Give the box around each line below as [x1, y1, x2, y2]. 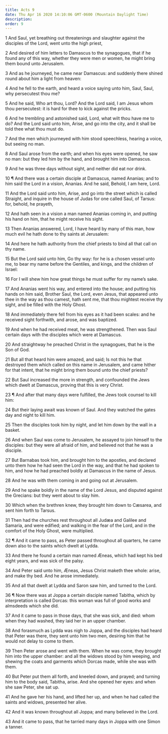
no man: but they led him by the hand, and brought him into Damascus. [5, 156, 151, 162]
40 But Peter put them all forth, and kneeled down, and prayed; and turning [5, 673, 160, 679]
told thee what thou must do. [5, 126, 64, 132]
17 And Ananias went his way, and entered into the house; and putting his [5, 286, 156, 292]
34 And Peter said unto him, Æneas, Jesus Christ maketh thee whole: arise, [5, 567, 161, 573]
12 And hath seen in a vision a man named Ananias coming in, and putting [5, 211, 157, 217]
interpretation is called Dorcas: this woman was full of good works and [5, 597, 151, 603]
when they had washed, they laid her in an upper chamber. [5, 618, 126, 624]
